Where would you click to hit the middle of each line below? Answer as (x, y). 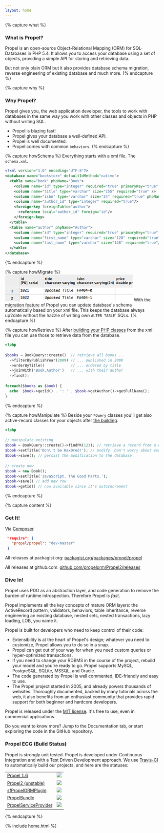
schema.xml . (17, 161)
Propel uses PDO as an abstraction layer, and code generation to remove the (82, 591)
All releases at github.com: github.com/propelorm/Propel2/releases (73, 567)
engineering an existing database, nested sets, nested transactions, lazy (78, 616)
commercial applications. (30, 717)
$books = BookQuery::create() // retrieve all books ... (65, 355)
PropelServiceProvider (30, 805)
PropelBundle (21, 798)
